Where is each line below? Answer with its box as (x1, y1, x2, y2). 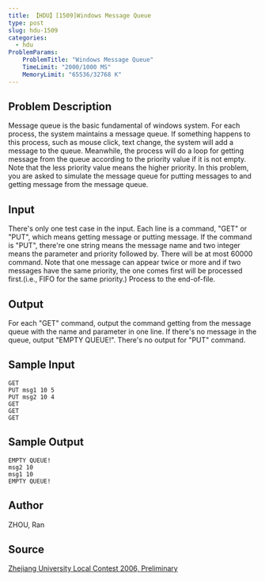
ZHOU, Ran (8, 520, 45, 529)
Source (8, 542, 45, 556)
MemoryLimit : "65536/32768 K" (22, 71, 123, 78)
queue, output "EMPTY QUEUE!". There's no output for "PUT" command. (8, 335, 246, 345)
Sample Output (8, 435, 85, 449)
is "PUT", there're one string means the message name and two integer (8, 241, 241, 250)
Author (8, 499, 44, 512)
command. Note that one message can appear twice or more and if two (8, 258, 241, 267)
